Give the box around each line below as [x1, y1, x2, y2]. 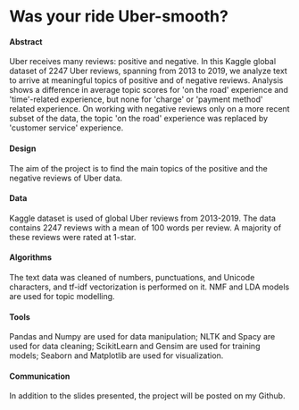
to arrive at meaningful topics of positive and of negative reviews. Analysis [9, 75, 284, 86]
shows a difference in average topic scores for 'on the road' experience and [9, 85, 288, 96]
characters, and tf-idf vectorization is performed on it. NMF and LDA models [9, 281, 290, 292]
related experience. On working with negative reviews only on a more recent [9, 104, 290, 114]
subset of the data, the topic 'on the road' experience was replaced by [9, 113, 269, 124]
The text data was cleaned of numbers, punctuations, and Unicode [9, 272, 255, 282]
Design [9, 143, 37, 154]
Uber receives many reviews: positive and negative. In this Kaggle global [9, 56, 277, 67]
